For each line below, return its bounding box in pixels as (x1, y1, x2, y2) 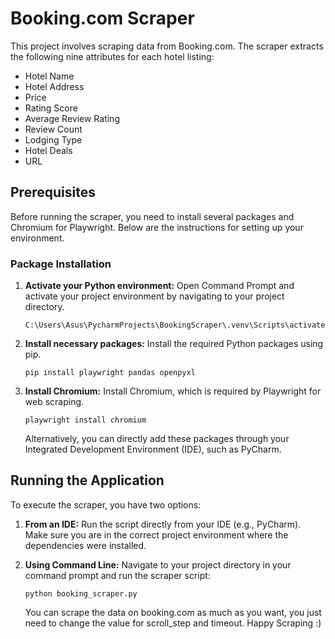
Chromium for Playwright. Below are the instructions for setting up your (10, 221, 304, 233)
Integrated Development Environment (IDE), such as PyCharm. (24, 443, 282, 456)
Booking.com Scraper (10, 7, 195, 30)
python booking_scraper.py (24, 588, 138, 599)
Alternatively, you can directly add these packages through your (24, 433, 290, 445)
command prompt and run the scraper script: (24, 569, 211, 581)
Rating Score (24, 102, 78, 114)
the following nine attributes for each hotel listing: (10, 50, 215, 62)
